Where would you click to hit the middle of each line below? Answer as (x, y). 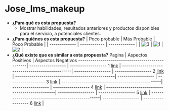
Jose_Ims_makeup (45, 9)
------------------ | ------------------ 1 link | (75, 66)
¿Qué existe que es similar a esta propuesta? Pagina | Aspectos (80, 55)
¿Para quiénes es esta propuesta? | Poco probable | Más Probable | (83, 39)
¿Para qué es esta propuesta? (44, 23)
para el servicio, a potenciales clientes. (60, 33)
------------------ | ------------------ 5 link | (104, 92)
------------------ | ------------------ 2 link (119, 71)
